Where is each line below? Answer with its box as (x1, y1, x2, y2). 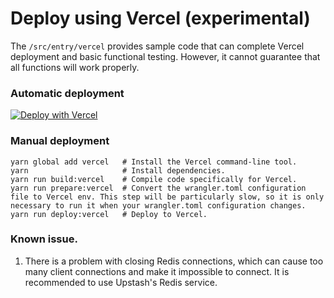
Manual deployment (10, 134, 110, 148)
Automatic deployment (10, 86, 125, 100)
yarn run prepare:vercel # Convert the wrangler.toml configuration (10, 183, 307, 193)
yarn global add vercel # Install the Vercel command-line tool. (10, 157, 298, 167)
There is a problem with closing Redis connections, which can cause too (24, 255, 324, 267)
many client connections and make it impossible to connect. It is (24, 265, 290, 277)
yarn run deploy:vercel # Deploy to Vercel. (10, 209, 208, 219)
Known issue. (10, 232, 78, 246)
